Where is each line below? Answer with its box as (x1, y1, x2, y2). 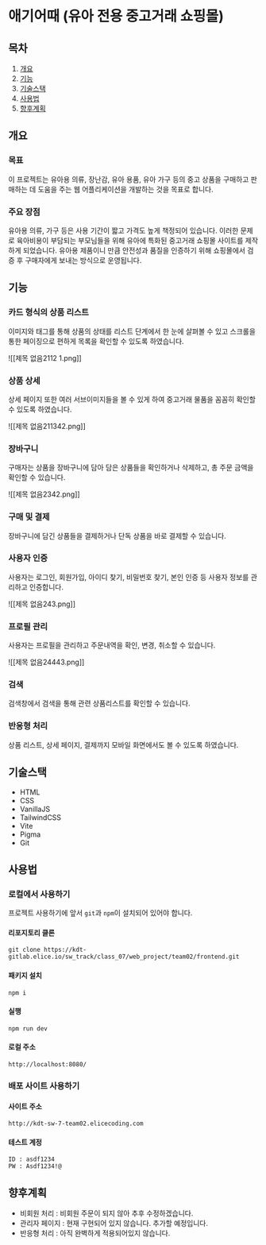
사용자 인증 (8, 553, 48, 564)
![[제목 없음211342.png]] (8, 421, 86, 431)
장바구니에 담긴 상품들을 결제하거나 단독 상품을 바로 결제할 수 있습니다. (8, 531, 226, 540)
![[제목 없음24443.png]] (8, 657, 85, 667)
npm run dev (8, 1024, 48, 1033)
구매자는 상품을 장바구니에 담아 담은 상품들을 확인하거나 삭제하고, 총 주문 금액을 (8, 462, 254, 473)
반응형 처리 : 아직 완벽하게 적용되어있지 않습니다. (19, 1228, 171, 1238)
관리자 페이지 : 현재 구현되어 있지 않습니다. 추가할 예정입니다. (19, 1219, 209, 1228)
